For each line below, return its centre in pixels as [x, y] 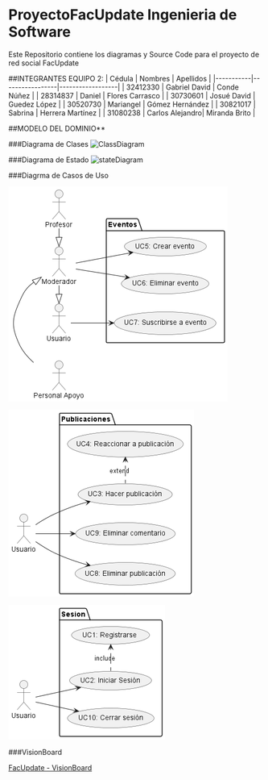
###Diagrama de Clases [48, 144]
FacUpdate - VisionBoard [50, 767]
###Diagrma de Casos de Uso [58, 175]
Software [39, 32]
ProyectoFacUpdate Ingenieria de [123, 15]
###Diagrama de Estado [49, 160]
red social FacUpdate [43, 63]
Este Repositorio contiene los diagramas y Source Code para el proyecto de [134, 54]
